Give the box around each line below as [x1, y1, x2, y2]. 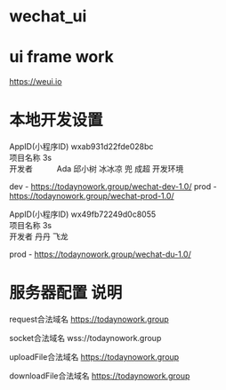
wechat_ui [9, 6, 87, 27]
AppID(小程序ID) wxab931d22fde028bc [9, 141, 154, 152]
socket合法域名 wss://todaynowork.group [9, 333, 162, 343]
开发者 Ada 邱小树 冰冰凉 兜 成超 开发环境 [9, 163, 184, 174]
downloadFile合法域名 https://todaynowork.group [9, 370, 190, 381]
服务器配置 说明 [9, 283, 123, 303]
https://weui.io [9, 76, 62, 87]
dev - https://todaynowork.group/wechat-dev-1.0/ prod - [9, 181, 217, 192]
